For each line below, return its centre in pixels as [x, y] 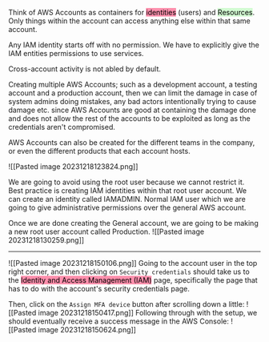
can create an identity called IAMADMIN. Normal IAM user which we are [127, 199]
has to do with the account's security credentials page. [99, 289]
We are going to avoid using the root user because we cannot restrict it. [126, 182]
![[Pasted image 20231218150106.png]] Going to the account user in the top [133, 263]
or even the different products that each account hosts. [99, 151]
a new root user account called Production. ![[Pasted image [106, 231]
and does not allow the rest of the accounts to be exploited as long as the [129, 119]
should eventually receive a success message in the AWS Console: [119, 321]
